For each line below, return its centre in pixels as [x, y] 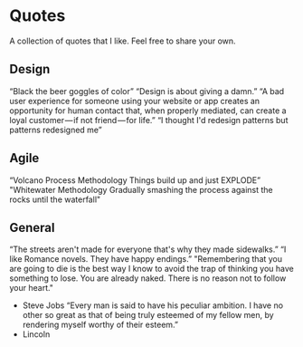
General [33, 227]
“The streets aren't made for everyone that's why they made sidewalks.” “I [148, 249]
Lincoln [36, 334]
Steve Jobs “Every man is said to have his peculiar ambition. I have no [152, 305]
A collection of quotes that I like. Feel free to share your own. [123, 41]
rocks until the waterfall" [55, 199]
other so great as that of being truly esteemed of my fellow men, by [148, 315]
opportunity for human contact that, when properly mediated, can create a [148, 111]
